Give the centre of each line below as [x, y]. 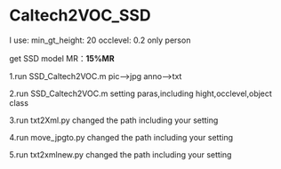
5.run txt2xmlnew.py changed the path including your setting [120, 154]
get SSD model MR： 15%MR [62, 58]
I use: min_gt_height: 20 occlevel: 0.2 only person [100, 40]
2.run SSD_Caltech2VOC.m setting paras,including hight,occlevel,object [141, 93]
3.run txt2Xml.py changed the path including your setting [114, 120]
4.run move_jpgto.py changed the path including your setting [121, 137]
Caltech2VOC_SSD [80, 16]
